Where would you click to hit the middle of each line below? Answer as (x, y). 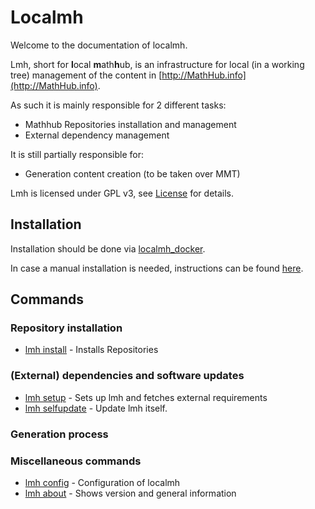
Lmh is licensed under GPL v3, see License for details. (122, 193)
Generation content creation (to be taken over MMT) (132, 173)
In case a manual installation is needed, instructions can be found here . (157, 268)
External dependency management (97, 135)
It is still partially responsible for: (77, 154)
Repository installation (66, 328)
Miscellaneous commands (76, 461)
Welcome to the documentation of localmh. (99, 45)
